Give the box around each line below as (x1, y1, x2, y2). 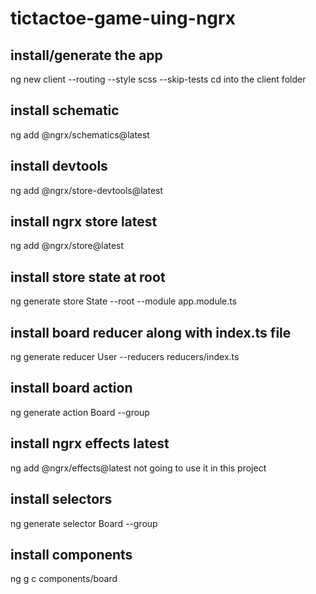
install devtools (10, 158, 108, 175)
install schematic (10, 102, 120, 119)
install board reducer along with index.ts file (10, 324, 292, 341)
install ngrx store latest (10, 213, 158, 231)
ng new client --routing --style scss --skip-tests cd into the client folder (10, 73, 307, 85)
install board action (10, 380, 133, 397)
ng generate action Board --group (10, 406, 150, 418)
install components (10, 546, 133, 563)
